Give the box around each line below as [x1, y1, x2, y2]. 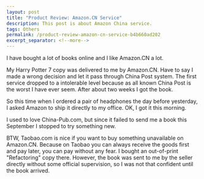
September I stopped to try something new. [6, 123, 116, 129]
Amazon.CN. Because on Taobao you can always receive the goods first [6, 141, 189, 148]
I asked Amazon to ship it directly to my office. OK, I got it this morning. [6, 104, 186, 111]
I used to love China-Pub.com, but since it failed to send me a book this [6, 116, 187, 123]
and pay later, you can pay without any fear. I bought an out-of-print [6, 148, 179, 154]
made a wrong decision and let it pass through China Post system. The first [6, 73, 197, 80]
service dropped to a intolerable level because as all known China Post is [6, 79, 192, 86]
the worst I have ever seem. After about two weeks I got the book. [6, 86, 173, 93]
